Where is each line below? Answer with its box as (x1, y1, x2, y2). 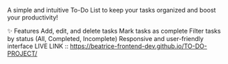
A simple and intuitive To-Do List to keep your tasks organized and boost (7, 6, 216, 14)
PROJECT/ (7, 49, 38, 58)
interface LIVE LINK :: (7, 42, 68, 50)
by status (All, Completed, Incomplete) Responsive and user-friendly (7, 35, 204, 42)
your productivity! (7, 13, 59, 22)
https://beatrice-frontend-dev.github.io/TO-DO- (69, 42, 208, 50)
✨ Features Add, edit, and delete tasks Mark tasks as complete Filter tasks (7, 27, 221, 35)
